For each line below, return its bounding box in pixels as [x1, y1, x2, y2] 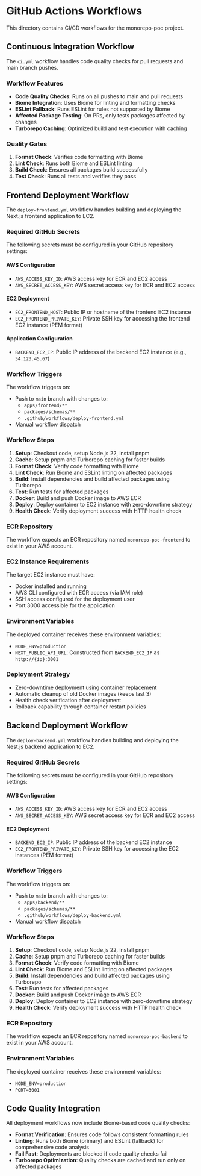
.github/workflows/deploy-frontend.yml [23, 416, 125, 422]
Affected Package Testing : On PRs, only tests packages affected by [14, 112, 185, 119]
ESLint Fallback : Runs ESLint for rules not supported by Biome [14, 105, 170, 113]
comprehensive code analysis [14, 1143, 89, 1151]
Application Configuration [6, 335, 73, 342]
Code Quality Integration [6, 1103, 100, 1113]
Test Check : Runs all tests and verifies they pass [14, 173, 137, 180]
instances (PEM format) [14, 851, 74, 859]
